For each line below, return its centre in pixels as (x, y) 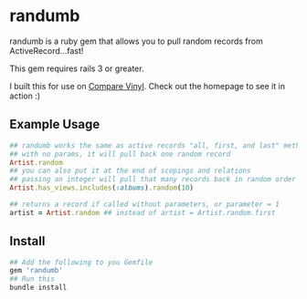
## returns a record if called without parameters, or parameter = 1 (145, 204)
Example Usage (55, 124)
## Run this (32, 279)
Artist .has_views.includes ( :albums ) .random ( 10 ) (102, 188)
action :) (25, 96)
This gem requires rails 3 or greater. (77, 68)
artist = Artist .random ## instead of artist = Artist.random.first (143, 212)
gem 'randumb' (37, 271)
